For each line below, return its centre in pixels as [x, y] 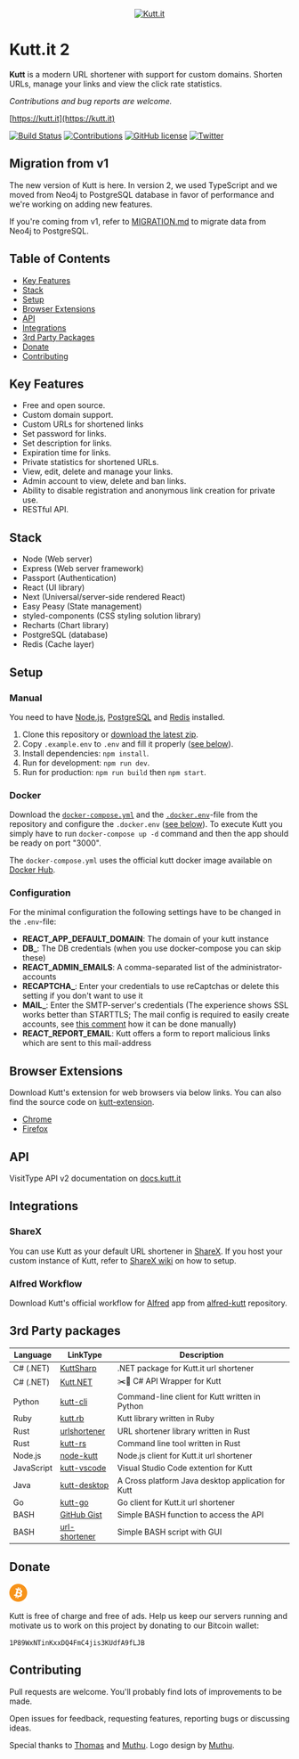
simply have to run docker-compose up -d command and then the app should [149, 834]
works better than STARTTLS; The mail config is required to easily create [156, 1015]
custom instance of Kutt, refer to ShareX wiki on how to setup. [123, 1260]
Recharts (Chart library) [65, 626]
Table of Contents [60, 259]
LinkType [85, 1355]
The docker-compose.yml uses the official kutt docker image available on [141, 861]
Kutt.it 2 [40, 50]
